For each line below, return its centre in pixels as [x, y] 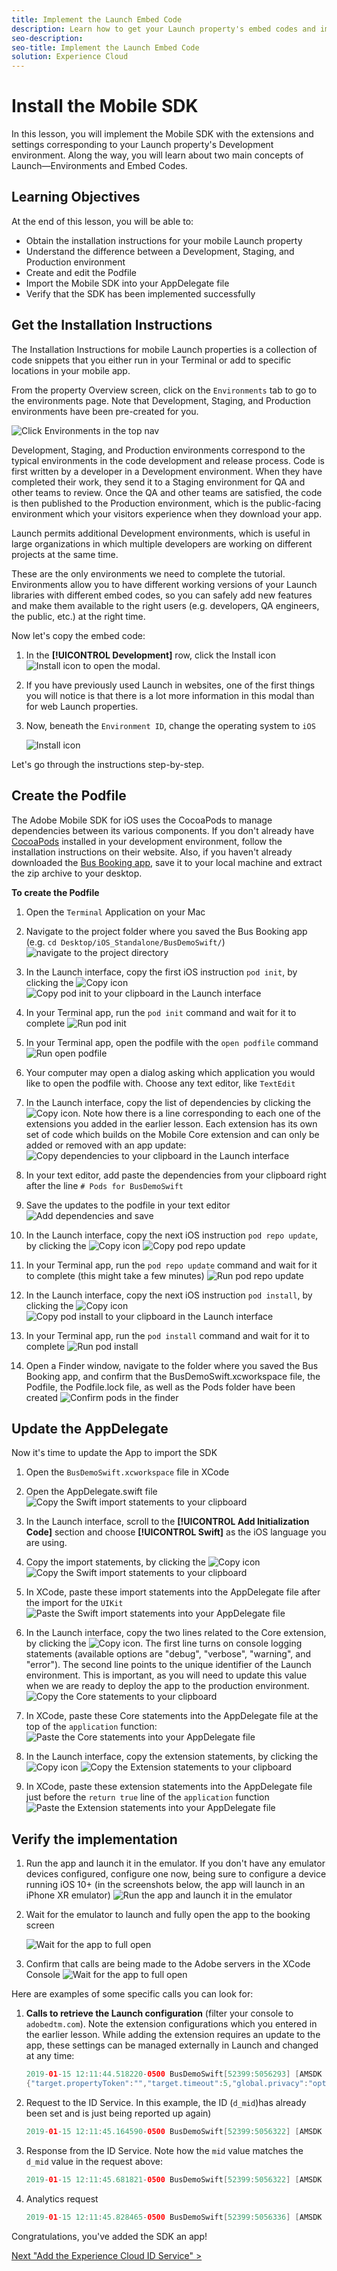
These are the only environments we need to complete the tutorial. [148, 573]
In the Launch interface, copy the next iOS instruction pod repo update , [172, 1235]
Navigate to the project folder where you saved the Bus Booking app [166, 931]
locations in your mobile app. [71, 370]
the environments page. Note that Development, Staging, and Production [161, 400]
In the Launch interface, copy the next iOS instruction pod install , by [169, 1295]
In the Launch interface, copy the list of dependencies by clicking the [168, 1102]
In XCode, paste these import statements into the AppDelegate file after [173, 1592]
